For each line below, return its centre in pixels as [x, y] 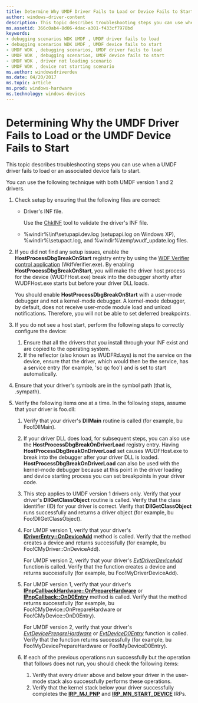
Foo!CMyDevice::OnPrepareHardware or [72, 609]
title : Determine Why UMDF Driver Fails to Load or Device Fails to [92, 12]
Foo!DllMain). [39, 427]
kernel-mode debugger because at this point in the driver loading [103, 469]
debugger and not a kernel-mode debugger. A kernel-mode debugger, [100, 301]
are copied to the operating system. [67, 349]
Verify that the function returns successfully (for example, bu [98, 639]
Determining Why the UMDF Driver [93, 123]
